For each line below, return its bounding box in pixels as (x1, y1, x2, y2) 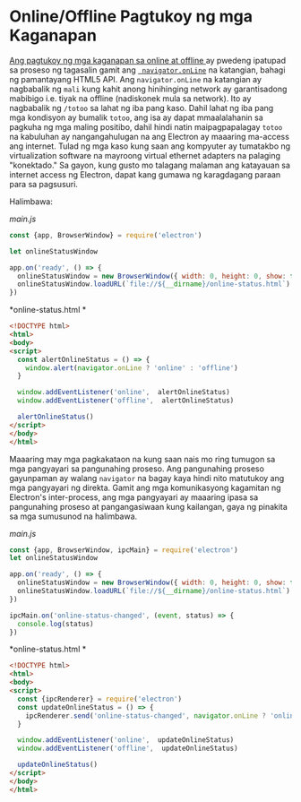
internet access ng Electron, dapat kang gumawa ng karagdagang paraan (9, 168, 281, 180)
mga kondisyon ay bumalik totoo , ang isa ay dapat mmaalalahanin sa (9, 112, 264, 123)
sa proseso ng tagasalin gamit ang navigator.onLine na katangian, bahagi (9, 65, 286, 75)
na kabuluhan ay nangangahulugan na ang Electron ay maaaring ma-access (9, 131, 289, 142)
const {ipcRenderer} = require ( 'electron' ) (17, 694, 182, 703)
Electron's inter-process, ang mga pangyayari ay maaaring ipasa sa (9, 491, 259, 503)
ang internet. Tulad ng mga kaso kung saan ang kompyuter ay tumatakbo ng (9, 141, 291, 151)
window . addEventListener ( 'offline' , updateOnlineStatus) (17, 744, 239, 754)
